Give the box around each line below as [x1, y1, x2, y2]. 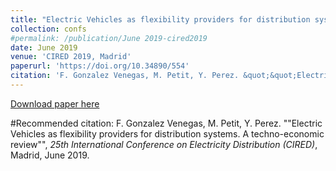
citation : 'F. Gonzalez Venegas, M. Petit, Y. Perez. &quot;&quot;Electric [10, 71, 333, 81]
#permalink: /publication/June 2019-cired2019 [10, 33, 208, 43]
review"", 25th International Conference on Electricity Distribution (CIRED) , [10, 138, 318, 150]
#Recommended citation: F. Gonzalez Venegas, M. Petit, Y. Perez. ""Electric [10, 117, 323, 129]
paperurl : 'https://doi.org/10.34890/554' [10, 61, 190, 71]
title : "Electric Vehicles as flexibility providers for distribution [10, 14, 311, 25]
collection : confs [10, 24, 87, 34]
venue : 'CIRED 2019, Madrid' [10, 52, 132, 62]
